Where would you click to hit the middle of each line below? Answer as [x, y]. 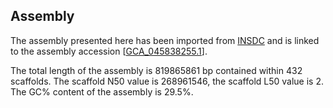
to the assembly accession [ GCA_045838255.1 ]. [109, 51]
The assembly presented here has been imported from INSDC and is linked [165, 40]
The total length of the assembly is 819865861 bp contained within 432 [156, 70]
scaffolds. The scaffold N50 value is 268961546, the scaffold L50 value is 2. [167, 81]
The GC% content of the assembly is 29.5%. [102, 91]
